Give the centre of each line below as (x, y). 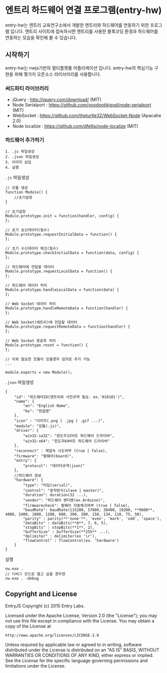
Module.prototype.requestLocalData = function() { (59, 271)
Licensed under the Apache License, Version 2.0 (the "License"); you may (81, 615)
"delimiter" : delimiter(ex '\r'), (60, 536)
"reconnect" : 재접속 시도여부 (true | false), (61, 451)
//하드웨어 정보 (28, 476)
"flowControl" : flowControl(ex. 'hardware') (71, 541)
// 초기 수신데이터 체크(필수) (32, 249)
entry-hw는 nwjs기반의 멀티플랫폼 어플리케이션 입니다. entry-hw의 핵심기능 (79, 68)
